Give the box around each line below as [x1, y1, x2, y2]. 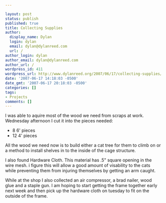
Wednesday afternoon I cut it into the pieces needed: [5, 118, 113, 124]
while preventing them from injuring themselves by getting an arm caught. [5, 168, 156, 174]
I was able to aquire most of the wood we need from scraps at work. [5, 112, 144, 119]
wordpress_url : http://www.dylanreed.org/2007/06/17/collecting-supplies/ [5, 71, 163, 77]
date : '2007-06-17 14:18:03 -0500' [5, 76, 79, 81]
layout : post [5, 11, 32, 16]
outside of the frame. [5, 193, 48, 199]
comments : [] [5, 99, 32, 104]
